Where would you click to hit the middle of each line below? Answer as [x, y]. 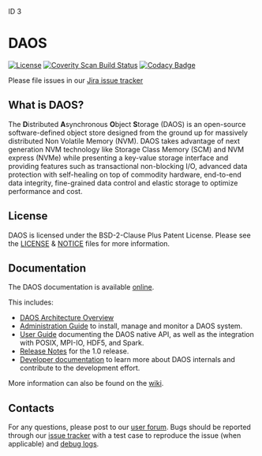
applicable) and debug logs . [54, 444]
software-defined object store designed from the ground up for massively [128, 133]
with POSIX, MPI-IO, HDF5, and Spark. [82, 343]
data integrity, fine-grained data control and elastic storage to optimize [123, 183]
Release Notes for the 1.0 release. [74, 351]
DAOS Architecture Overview [67, 318]
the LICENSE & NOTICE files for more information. [89, 243]
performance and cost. [45, 191]
